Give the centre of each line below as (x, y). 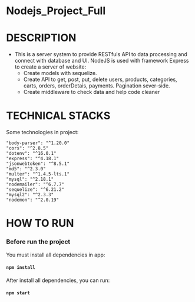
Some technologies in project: (42, 132)
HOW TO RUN (40, 223)
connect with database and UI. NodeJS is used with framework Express (102, 61)
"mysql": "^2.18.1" (30, 179)
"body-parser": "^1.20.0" (38, 143)
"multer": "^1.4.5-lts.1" (38, 174)
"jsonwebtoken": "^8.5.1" (38, 164)
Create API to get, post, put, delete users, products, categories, (100, 79)
